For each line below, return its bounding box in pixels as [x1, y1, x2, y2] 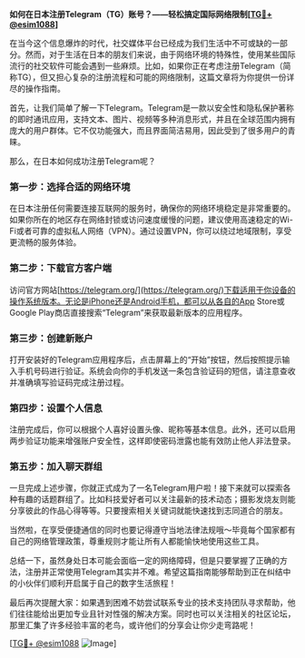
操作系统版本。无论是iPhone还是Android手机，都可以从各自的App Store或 [9, 295, 286, 307]
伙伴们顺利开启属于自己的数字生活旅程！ [25, 578, 177, 589]
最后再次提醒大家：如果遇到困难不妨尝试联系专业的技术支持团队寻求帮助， [9, 597, 288, 608]
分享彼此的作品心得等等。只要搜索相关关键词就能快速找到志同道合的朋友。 [9, 506, 288, 516]
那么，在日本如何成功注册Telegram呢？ [9, 156, 156, 166]
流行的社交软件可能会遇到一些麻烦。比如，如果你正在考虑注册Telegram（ [9, 61, 283, 71]
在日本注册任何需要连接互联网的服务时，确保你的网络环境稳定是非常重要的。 [9, 203, 296, 214]
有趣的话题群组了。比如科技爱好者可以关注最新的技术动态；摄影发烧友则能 [16, 494, 296, 505]
